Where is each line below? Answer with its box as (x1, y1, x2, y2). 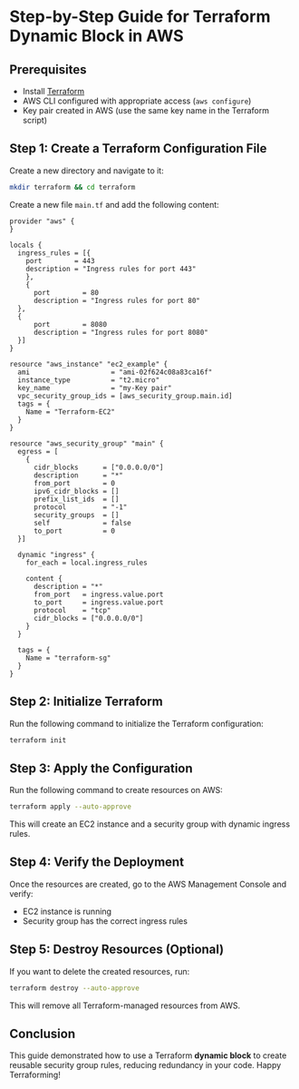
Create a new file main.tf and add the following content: (9, 199, 219, 210)
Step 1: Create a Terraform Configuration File (9, 141, 267, 156)
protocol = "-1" (33, 502, 128, 512)
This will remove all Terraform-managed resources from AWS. (9, 1000, 241, 1011)
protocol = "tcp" (33, 605, 111, 614)
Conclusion (9, 1025, 76, 1041)
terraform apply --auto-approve (9, 802, 131, 811)
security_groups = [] (33, 510, 120, 519)
